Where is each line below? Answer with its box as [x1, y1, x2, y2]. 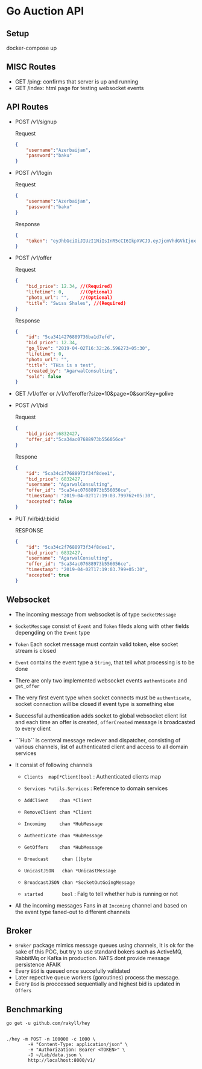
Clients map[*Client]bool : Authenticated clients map [24, 773, 162, 780]
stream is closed [14, 647, 56, 654]
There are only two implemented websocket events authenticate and [14, 676, 188, 684]
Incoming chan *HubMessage [24, 821, 103, 827]
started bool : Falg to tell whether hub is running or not [24, 890, 178, 897]
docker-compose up [6, 44, 57, 51]
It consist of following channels [14, 761, 93, 768]
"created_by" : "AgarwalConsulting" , [26, 368, 118, 374]
